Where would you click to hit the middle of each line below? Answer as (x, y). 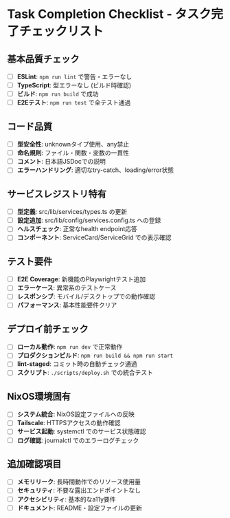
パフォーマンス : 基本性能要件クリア (67, 305)
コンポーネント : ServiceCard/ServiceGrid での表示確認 (94, 237)
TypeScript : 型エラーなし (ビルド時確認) (74, 85)
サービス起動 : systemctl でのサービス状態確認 (81, 431)
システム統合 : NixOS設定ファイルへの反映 (76, 414)
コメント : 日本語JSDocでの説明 (61, 162)
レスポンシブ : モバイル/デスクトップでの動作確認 (86, 296)
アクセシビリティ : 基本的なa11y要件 (66, 499)
